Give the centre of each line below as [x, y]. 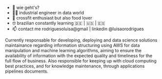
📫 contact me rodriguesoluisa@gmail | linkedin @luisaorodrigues [78, 29]
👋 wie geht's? [26, 8]
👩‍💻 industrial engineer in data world [48, 13]
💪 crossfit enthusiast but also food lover [52, 18]
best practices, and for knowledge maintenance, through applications [75, 66]
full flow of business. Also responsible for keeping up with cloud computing [81, 61]
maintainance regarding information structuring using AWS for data [72, 45]
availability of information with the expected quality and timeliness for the [79, 56]
